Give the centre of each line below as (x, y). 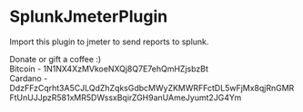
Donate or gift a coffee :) (56, 59)
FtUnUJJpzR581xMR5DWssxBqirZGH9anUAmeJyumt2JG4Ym (126, 98)
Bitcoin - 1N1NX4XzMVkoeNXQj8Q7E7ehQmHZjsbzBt (109, 69)
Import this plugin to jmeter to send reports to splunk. (109, 42)
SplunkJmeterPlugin (89, 17)
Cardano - (29, 78)
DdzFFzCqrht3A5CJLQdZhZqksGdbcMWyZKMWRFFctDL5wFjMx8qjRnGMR (152, 88)
